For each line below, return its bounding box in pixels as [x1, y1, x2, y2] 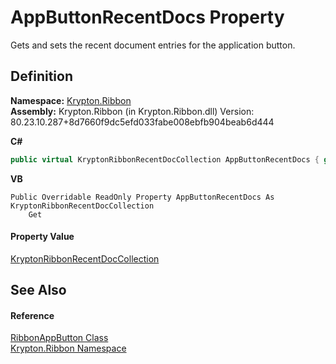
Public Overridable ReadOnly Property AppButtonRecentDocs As [10, 192, 275, 202]
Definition [10, 68, 73, 85]
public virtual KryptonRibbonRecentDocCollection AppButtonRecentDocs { [10, 154, 320, 165]
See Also [10, 282, 67, 299]
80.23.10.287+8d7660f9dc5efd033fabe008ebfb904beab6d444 [10, 116, 275, 128]
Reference [10, 309, 55, 321]
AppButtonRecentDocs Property [10, 6, 285, 29]
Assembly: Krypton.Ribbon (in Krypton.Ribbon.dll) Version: [10, 105, 255, 117]
